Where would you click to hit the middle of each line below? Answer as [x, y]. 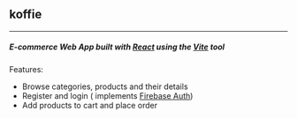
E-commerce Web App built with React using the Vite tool [117, 47]
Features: [27, 69]
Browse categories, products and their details [105, 86]
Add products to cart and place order [89, 105]
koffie [26, 15]
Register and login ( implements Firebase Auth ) [107, 95]
